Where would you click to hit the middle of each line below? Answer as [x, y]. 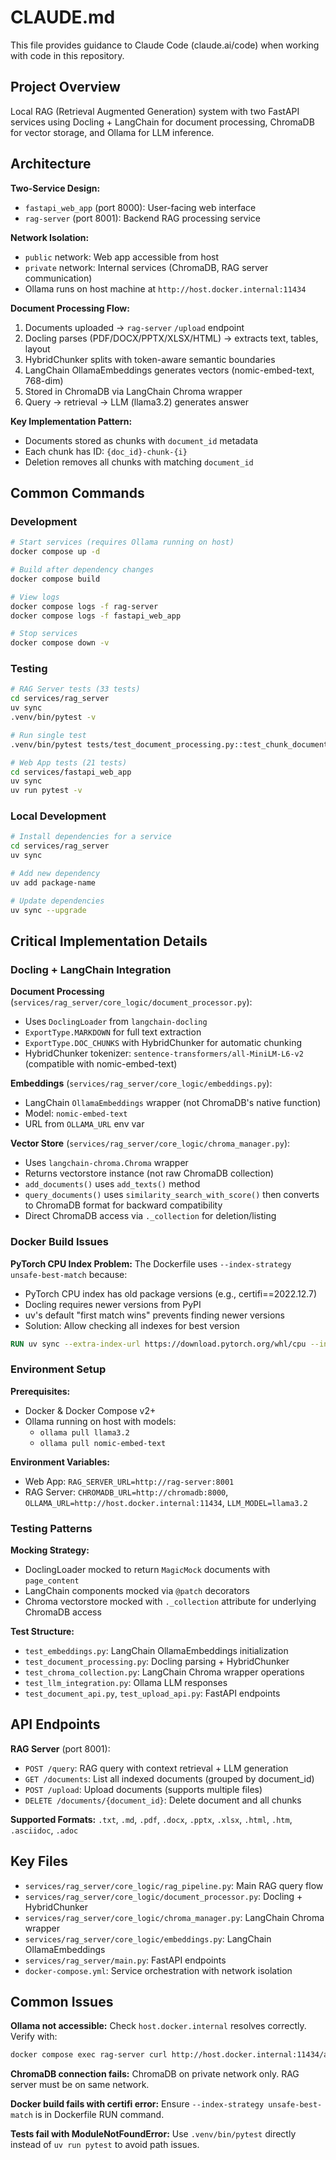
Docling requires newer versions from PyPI [113, 1304]
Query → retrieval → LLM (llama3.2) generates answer [136, 402]
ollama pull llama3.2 [84, 1432]
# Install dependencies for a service [91, 837]
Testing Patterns [51, 1528]
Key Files [39, 1861]
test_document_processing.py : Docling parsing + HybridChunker [157, 1662]
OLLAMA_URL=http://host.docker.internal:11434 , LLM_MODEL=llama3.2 [166, 1502]
